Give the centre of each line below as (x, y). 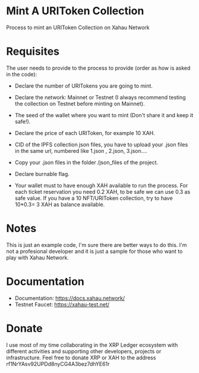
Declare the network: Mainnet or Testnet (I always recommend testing (100, 97)
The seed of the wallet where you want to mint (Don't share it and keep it (104, 115)
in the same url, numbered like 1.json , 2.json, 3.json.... (81, 151)
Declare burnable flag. (42, 174)
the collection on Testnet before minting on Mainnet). (80, 104)
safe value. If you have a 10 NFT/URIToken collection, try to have (94, 198)
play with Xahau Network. (38, 258)
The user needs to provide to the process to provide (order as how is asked (98, 68)
